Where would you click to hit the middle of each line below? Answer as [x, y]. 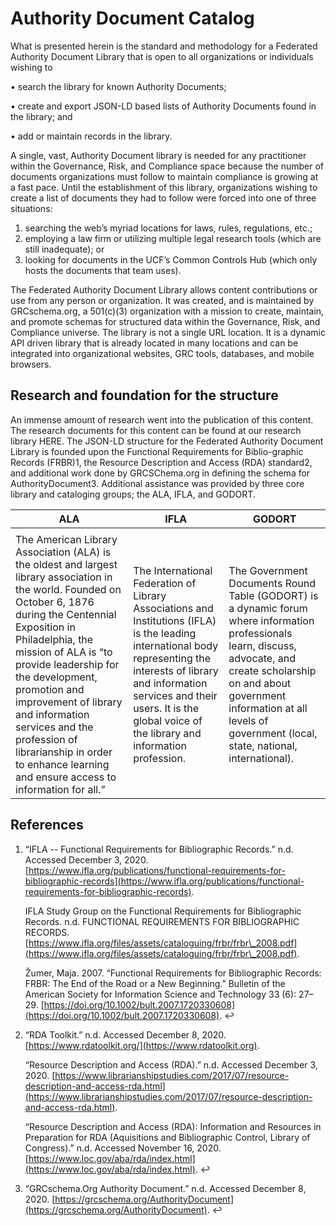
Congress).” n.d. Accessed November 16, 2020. [123, 1148]
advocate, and [262, 658]
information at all [268, 708]
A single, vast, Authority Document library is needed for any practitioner [158, 155]
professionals [260, 633]
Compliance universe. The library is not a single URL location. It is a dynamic [168, 332]
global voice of [168, 720]
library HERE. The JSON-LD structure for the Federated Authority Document [167, 441]
